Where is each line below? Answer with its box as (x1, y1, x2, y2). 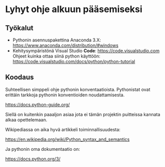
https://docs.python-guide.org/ (5, 101, 70, 107)
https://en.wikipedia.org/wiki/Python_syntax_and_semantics (5, 136, 130, 142)
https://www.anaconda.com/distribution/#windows (12, 42, 119, 48)
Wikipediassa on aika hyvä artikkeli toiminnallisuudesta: (5, 126, 121, 132)
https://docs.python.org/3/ (5, 155, 61, 162)
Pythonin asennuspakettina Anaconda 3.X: (12, 37, 101, 43)
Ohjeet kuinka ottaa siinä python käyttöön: (12, 53, 101, 59)
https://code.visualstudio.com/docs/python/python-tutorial (12, 59, 135, 64)
